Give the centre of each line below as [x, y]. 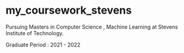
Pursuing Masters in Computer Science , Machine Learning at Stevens [92, 27]
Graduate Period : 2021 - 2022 [43, 45]
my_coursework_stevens [69, 10]
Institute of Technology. [35, 33]
